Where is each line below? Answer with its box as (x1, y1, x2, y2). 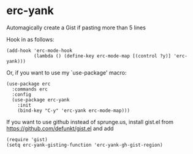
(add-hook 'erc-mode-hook (6, 47, 72, 54)
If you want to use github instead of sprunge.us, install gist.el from (6, 118, 173, 125)
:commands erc (12, 86, 48, 92)
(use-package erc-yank (12, 97, 70, 103)
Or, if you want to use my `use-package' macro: (6, 68, 127, 76)
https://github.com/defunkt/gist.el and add (6, 125, 114, 132)
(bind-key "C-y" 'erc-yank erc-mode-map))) (17, 108, 131, 114)
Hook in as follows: (6, 35, 55, 43)
